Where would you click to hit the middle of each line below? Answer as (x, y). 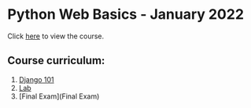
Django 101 (36, 79)
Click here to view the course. (56, 36)
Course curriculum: (56, 61)
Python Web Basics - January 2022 (126, 14)
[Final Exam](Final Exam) (59, 96)
